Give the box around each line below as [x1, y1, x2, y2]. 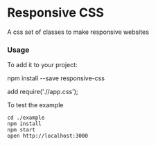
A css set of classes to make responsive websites [7, 28, 149, 36]
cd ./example [7, 114, 45, 122]
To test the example [7, 101, 64, 109]
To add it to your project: [7, 61, 78, 69]
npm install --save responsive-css [7, 74, 105, 82]
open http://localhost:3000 [7, 133, 89, 140]
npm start [7, 127, 36, 134]
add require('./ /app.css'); [7, 88, 78, 96]
